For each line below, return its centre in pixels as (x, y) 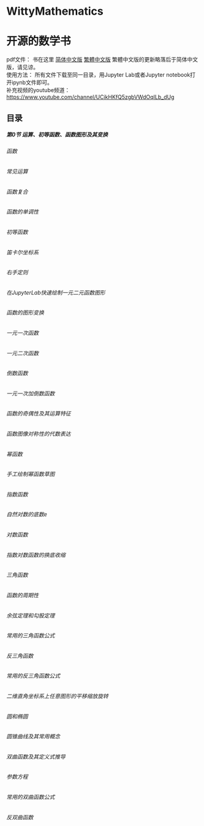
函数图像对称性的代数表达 (39, 434)
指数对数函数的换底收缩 (36, 555)
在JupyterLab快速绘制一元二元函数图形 (56, 292)
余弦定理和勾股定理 (31, 616)
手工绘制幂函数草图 (31, 474)
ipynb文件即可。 (32, 83)
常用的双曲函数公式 (31, 797)
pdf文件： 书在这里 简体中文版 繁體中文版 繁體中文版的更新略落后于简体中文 (102, 60)
